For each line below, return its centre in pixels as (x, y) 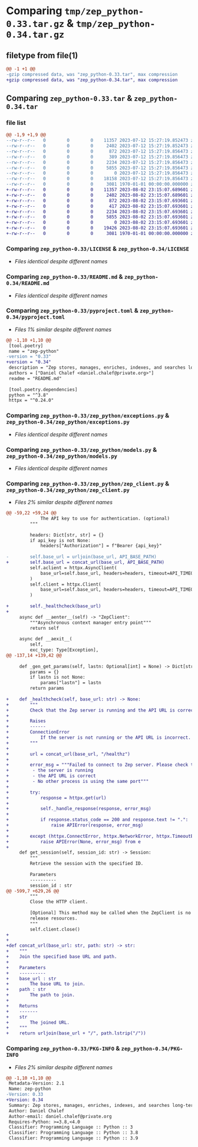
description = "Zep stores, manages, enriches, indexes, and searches (97, 368)
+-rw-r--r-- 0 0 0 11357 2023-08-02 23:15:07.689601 (97, 190)
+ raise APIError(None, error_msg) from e (74, 842)
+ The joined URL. (38, 1022)
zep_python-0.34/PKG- (152, 1049)
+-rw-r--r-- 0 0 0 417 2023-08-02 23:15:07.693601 (97, 206)
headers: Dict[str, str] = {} (67, 535)
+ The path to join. (41, 995)
